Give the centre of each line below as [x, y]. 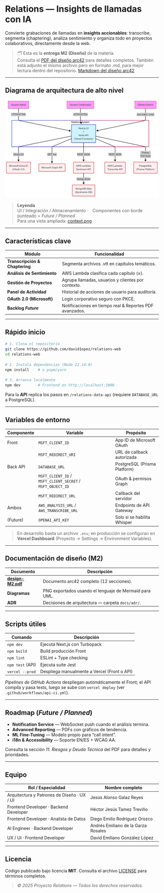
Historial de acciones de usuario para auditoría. [109, 292]
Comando [22, 637]
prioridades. [17, 755]
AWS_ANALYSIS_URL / [57, 505]
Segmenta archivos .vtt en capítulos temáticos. [109, 264]
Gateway [124, 510]
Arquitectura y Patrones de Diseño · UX [47, 795]
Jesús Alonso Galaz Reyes [117, 798]
